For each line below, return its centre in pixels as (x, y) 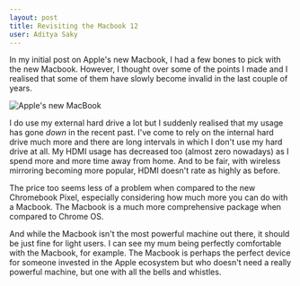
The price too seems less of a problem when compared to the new (132, 188)
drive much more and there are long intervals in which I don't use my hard (146, 142)
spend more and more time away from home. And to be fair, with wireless (145, 161)
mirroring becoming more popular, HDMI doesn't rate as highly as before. (145, 170)
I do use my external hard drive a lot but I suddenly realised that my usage (146, 123)
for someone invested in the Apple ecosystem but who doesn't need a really (150, 263)
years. (21, 88)
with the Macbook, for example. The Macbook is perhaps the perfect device (150, 253)
